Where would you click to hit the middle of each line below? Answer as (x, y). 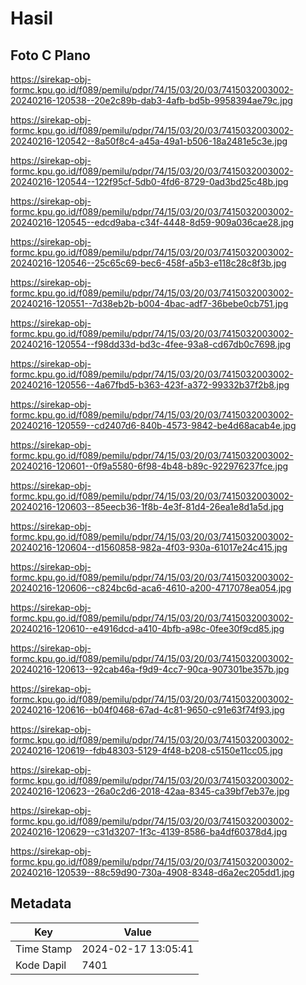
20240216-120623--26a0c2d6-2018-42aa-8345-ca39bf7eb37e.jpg (150, 791)
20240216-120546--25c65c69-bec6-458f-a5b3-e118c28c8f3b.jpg (148, 263)
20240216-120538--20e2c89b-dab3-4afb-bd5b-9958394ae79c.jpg (151, 100)
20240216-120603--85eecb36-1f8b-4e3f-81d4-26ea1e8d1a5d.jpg (147, 506)
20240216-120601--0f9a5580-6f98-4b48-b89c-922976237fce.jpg (149, 466)
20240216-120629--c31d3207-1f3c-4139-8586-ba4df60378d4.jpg (149, 831)
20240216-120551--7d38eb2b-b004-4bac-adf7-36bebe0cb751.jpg (149, 303)
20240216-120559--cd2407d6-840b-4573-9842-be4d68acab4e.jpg (153, 425)
